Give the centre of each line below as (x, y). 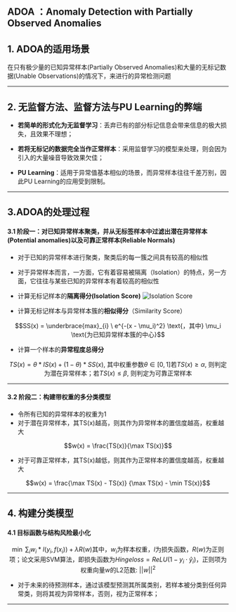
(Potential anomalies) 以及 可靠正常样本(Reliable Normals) (91, 240)
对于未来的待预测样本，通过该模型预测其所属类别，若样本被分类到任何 (119, 585)
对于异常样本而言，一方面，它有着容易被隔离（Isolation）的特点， (113, 272)
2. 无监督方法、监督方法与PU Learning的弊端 (105, 107)
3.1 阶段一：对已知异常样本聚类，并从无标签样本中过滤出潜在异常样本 (107, 231)
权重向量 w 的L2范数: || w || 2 (118, 569)
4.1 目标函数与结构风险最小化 (49, 533)
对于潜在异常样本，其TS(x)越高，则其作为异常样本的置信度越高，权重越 (121, 422)
